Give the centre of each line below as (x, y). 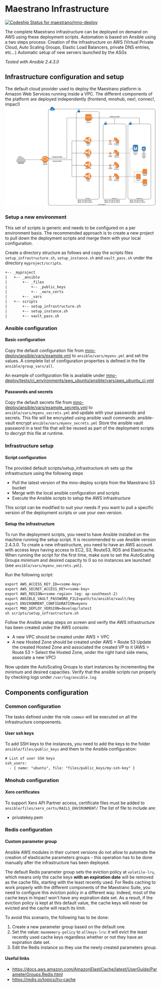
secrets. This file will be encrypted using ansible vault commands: (71, 418)
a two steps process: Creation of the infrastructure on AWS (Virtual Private (79, 42)
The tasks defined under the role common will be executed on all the (71, 717)
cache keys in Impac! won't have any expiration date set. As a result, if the (79, 897)
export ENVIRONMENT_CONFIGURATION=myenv (46, 604)
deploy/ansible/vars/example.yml (38, 355)
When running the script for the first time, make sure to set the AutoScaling (80, 555)
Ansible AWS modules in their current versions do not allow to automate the (80, 852)
